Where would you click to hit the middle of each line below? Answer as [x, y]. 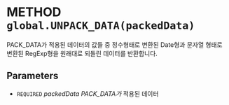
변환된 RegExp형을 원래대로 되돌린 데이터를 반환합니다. [82, 53]
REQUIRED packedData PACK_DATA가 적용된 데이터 [88, 93]
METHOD [34, 12]
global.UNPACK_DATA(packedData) [101, 26]
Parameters [33, 76]
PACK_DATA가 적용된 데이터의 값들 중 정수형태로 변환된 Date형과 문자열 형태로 [114, 44]
